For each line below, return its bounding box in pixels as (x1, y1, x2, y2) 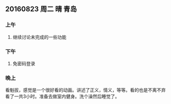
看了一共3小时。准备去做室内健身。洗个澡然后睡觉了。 (5, 93, 120, 99)
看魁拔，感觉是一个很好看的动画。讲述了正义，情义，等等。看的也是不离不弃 (5, 87, 166, 93)
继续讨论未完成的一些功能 (12, 34, 67, 40)
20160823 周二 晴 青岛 (5, 5, 77, 14)
